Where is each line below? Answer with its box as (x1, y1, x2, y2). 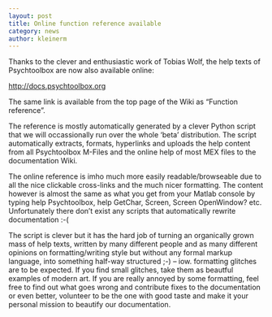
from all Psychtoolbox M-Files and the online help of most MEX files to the (8, 147, 257, 157)
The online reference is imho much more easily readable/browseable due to (8, 172, 262, 181)
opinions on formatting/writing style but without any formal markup (8, 248, 233, 258)
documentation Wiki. (8, 156, 78, 166)
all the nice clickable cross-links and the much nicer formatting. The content (8, 180, 264, 190)
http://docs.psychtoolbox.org (8, 81, 106, 91)
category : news (8, 27, 60, 35)
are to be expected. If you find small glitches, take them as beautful (8, 265, 234, 275)
